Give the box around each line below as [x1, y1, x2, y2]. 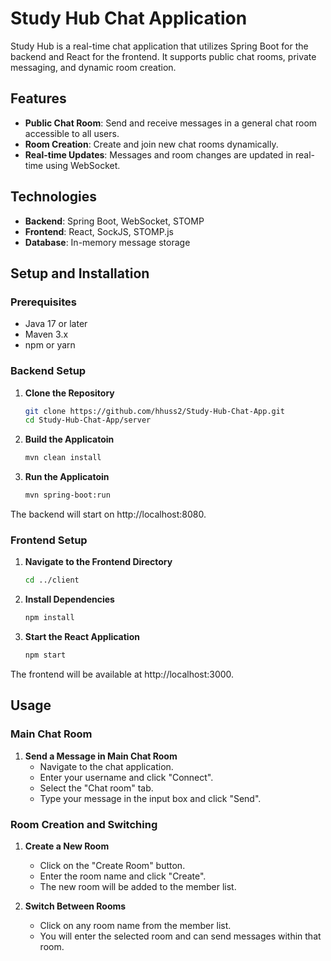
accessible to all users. [24, 127, 120, 139]
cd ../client [24, 575, 80, 586]
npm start [24, 650, 67, 661]
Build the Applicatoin [24, 433, 115, 446]
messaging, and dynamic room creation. [10, 61, 177, 73]
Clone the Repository [24, 387, 115, 399]
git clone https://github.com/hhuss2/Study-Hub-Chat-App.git [24, 406, 286, 416]
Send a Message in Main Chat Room [24, 750, 178, 762]
